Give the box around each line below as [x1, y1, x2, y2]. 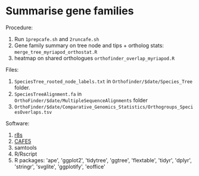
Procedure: [5, 24, 33, 31]
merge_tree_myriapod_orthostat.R [14, 49, 98, 55]
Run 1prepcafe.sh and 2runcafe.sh [14, 35, 99, 42]
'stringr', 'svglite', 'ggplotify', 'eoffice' [14, 163, 105, 170]
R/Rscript [14, 150, 38, 158]
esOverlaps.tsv [14, 109, 52, 115]
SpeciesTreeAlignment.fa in [14, 90, 82, 97]
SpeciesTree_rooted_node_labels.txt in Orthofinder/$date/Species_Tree [14, 78, 193, 85]
